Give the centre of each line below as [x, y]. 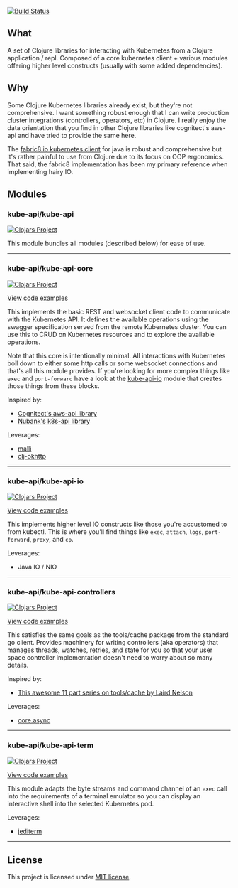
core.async [34, 720]
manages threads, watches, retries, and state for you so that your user [110, 650]
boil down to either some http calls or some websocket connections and [113, 363]
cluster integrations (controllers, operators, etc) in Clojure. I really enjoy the [117, 120]
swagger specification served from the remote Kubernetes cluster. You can [117, 326]
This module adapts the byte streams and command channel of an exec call [117, 788]
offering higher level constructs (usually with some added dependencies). [115, 65]
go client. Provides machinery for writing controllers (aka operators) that [113, 643]
